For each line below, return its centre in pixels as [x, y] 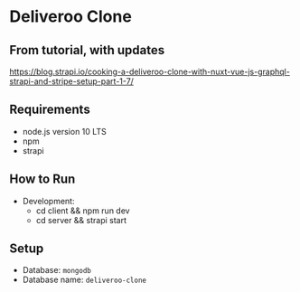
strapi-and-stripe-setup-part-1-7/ [71, 81]
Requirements [50, 110]
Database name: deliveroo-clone [84, 280]
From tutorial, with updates [87, 50]
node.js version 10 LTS [64, 131]
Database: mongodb [57, 270]
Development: [48, 201]
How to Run [42, 179]
